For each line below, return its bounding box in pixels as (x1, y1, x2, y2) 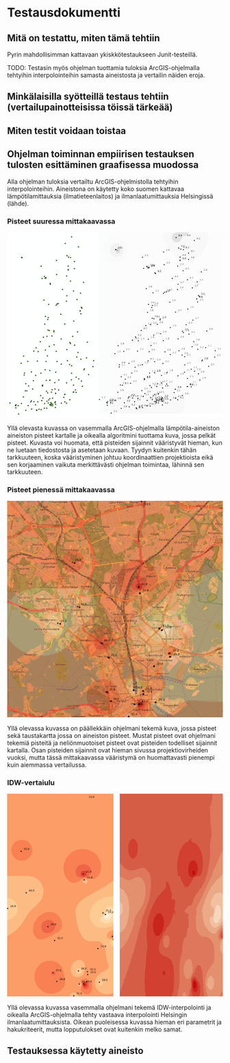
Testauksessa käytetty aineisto (7, 1044, 144, 1056)
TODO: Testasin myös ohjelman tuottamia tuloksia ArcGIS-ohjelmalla (7, 64, 200, 71)
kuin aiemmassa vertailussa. (7, 761, 87, 769)
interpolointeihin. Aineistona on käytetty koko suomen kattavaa (7, 184, 185, 193)
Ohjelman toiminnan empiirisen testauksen (7, 148, 195, 160)
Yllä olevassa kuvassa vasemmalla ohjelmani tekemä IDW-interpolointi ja (7, 1003, 212, 1011)
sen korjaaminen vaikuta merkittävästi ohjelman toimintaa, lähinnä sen (7, 460, 205, 469)
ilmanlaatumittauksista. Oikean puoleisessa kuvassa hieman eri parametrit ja (7, 1018, 222, 1026)
